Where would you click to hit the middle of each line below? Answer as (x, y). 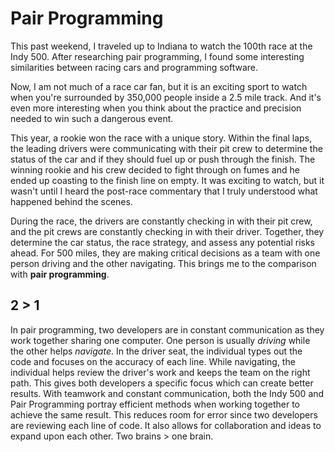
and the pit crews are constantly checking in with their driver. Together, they (167, 231)
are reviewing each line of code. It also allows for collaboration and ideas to (166, 425)
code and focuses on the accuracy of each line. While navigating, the (153, 361)
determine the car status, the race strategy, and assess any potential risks (162, 242)
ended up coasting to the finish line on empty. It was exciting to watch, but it (167, 180)
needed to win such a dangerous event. (92, 118)
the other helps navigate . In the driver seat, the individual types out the (156, 351)
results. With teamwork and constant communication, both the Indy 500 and (167, 393)
